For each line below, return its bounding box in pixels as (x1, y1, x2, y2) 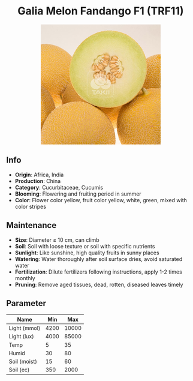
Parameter (6, 298, 47, 308)
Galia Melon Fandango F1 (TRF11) (17, 4, 184, 18)
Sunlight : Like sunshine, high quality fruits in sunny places (14, 249, 160, 256)
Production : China (14, 177, 61, 184)
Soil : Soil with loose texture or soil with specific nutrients (14, 242, 155, 250)
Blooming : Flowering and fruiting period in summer (14, 190, 142, 197)
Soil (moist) (8, 358, 37, 365)
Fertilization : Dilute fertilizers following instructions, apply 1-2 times (14, 268, 183, 275)
